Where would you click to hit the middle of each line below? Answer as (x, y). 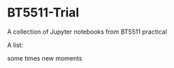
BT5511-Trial (43, 13)
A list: (15, 45)
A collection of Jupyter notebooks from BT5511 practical (87, 32)
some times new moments (45, 58)
